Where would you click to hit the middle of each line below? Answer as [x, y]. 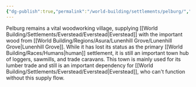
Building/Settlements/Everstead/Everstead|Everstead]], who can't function [96, 71]
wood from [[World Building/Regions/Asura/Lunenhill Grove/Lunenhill [89, 40]
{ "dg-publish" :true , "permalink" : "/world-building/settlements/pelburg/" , [98, 11]
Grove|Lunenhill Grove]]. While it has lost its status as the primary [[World [94, 47]
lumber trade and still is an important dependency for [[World [80, 65]
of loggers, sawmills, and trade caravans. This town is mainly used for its [94, 59]
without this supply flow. [35, 78]
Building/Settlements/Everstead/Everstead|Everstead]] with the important [94, 34]
